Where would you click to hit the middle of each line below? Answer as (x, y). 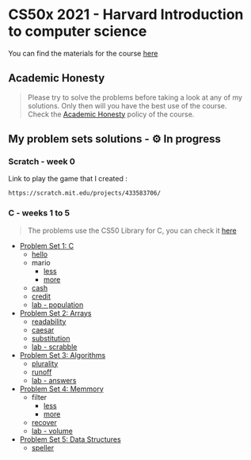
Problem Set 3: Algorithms (63, 355)
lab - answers (54, 380)
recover (44, 422)
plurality (45, 363)
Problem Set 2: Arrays (56, 313)
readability (49, 321)
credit (41, 296)
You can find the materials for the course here (83, 53)
